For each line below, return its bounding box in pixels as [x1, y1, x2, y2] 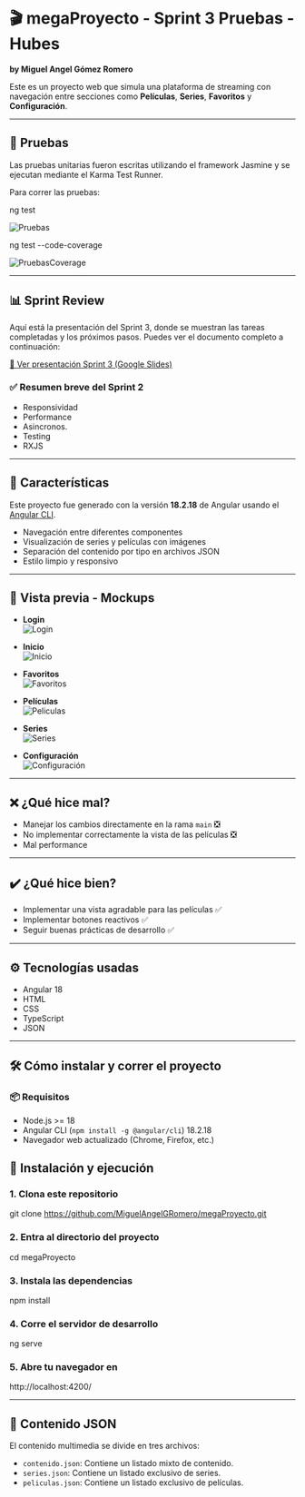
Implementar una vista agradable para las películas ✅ [22, 904, 222, 915]
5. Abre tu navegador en [9, 1361, 118, 1374]
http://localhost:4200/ [9, 1382, 93, 1393]
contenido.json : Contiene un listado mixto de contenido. [22, 1458, 234, 1469]
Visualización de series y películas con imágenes [22, 536, 207, 547]
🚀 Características [9, 475, 110, 491]
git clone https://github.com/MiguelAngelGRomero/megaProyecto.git [9, 1208, 267, 1219]
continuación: [9, 340, 61, 351]
